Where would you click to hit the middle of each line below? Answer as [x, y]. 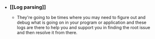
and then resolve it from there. [47, 33]
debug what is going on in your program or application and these [82, 22]
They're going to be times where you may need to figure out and [81, 18]
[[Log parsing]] [28, 7]
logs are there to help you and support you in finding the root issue [83, 28]
